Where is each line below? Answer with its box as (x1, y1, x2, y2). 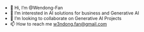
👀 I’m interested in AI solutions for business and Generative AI (10, 10, 139, 16)
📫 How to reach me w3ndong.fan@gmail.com (10, 21, 107, 27)
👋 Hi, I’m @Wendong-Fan (10, 5, 63, 10)
